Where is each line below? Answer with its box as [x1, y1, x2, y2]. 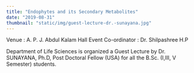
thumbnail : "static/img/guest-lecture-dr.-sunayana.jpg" [6, 20, 152, 26]
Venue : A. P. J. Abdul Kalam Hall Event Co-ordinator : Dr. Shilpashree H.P [6, 36, 189, 44]
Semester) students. [6, 60, 56, 68]
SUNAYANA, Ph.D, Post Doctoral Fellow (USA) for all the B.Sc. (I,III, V [6, 54, 176, 62]
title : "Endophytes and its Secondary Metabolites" [6, 8, 138, 15]
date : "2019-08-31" [6, 14, 55, 20]
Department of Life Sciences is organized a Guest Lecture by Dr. [6, 48, 166, 55]
